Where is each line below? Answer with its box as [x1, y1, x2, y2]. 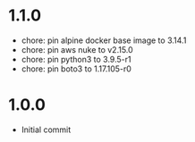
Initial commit [21, 124, 72, 135]
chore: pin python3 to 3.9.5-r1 [21, 54, 131, 64]
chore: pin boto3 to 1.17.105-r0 [21, 63, 131, 74]
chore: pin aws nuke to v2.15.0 [21, 44, 133, 54]
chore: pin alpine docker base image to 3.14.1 [21, 35, 187, 46]
